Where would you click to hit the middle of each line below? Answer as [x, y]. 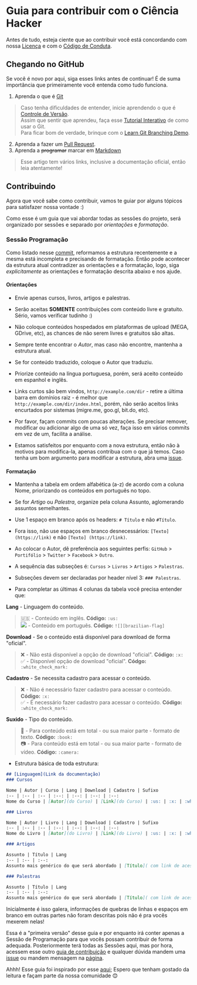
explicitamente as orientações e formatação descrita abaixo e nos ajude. [94, 271]
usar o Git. [33, 126]
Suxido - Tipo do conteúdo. [40, 720]
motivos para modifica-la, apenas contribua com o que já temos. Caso [99, 452]
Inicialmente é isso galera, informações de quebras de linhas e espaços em [97, 909]
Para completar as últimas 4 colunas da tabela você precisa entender [98, 589]
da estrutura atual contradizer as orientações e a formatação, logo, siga [93, 265]
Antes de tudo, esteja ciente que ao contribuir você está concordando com [97, 39]
